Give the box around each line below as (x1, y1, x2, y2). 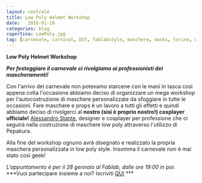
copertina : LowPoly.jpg (6, 31, 66, 37)
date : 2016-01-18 (6, 20, 55, 26)
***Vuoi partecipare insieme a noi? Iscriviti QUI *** (6, 170, 134, 177)
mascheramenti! (6, 71, 49, 78)
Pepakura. (6, 127, 32, 134)
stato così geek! (6, 152, 46, 159)
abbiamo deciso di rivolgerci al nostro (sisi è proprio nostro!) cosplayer (6, 109, 185, 115)
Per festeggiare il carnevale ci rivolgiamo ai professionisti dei (6, 65, 164, 72)
